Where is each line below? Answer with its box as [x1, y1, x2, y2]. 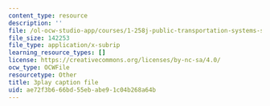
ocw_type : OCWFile [8, 64, 70, 72]
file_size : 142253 [8, 33, 70, 42]
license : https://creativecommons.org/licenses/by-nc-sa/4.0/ [8, 57, 221, 65]
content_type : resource [8, 11, 88, 20]
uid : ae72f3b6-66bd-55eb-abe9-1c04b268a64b [8, 85, 157, 94]
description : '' [8, 19, 63, 27]
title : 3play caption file [8, 78, 99, 86]
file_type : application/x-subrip [8, 41, 121, 49]
